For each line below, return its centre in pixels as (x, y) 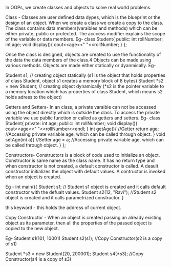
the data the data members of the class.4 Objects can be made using (78, 60)
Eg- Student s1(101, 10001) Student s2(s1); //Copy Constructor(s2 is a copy (84, 238)
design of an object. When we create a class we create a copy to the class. (84, 23)
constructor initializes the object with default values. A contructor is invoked (85, 171)
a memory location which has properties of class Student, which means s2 (84, 91)
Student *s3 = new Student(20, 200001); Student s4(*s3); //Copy (74, 254)
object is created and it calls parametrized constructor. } (65, 198)
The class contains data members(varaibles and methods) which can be (81, 28)
